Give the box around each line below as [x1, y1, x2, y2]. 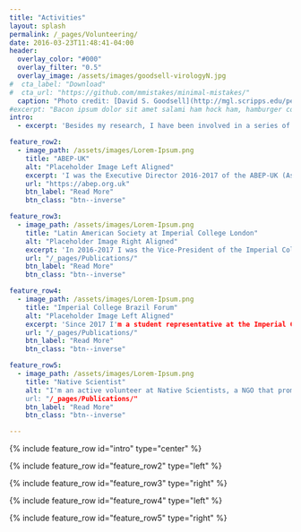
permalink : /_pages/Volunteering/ [9, 30, 139, 39]
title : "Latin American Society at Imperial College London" [25, 228, 258, 237]
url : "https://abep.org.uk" [25, 179, 130, 188]
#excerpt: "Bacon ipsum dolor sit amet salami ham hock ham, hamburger [9, 105, 282, 114]
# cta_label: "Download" [9, 80, 106, 89]
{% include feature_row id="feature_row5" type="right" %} [9, 512, 228, 524]
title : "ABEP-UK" [25, 154, 90, 163]
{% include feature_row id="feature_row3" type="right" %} [9, 478, 228, 489]
